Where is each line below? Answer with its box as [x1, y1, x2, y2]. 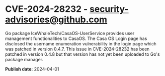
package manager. [5, 56, 44, 62]
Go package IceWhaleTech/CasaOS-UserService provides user [5, 30, 135, 36]
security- [89, 3, 129, 15]
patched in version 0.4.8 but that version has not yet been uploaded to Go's [5, 51, 160, 57]
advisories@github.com [5, 14, 108, 25]
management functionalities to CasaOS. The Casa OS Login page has [5, 36, 148, 41]
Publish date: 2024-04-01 [5, 66, 59, 72]
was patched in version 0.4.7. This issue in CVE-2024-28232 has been [5, 46, 150, 52]
